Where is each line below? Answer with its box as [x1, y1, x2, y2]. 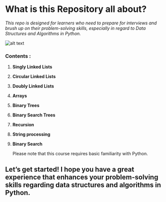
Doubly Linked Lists [12, 83, 54, 89]
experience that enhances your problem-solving [5, 173, 159, 181]
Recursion [12, 122, 34, 128]
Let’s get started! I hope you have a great [5, 165, 134, 174]
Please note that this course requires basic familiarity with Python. [12, 151, 148, 157]
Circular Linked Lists [12, 74, 56, 80]
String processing [12, 131, 51, 137]
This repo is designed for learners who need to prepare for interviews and [5, 20, 157, 26]
